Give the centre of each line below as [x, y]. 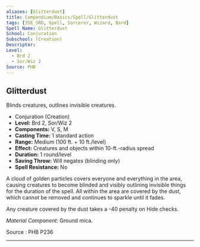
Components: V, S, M [41, 129]
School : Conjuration [32, 34]
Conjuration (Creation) [42, 117]
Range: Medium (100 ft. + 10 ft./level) [60, 142]
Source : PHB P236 [30, 232]
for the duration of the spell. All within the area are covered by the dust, [94, 191]
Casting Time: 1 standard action [54, 136]
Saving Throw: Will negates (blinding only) [67, 161]
